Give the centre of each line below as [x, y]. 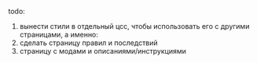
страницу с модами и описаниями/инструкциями [103, 51]
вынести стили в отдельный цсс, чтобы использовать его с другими [134, 26]
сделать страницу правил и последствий [89, 43]
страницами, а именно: [59, 35]
